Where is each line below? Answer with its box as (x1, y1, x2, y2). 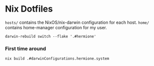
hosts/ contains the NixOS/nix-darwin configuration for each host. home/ (5, 19, 149, 25)
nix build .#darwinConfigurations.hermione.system (5, 56, 109, 61)
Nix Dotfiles (5, 3, 53, 15)
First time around (5, 45, 46, 52)
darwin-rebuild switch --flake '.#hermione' (5, 34, 96, 39)
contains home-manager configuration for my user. (5, 24, 108, 30)
